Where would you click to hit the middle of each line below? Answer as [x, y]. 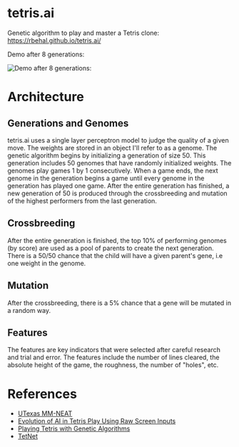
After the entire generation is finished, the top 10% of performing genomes [117, 240]
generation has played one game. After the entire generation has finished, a [118, 185]
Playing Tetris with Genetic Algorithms [74, 428]
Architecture [46, 97]
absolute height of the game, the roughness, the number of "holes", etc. [113, 365]
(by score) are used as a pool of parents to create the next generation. [111, 248]
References [42, 394]
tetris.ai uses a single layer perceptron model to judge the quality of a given [118, 140]
